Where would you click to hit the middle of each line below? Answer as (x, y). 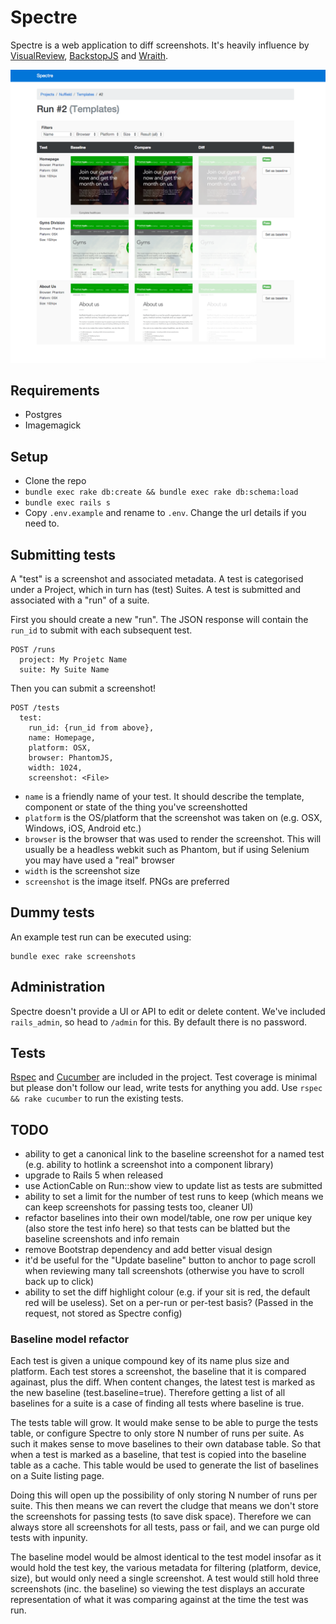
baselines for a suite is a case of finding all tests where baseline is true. (157, 1403)
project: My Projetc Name (73, 659)
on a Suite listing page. (57, 1476)
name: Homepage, (62, 737)
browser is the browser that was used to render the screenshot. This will (173, 838)
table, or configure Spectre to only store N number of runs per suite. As (157, 1433)
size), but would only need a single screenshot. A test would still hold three (164, 1578)
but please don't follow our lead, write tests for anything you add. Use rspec (166, 1088)
